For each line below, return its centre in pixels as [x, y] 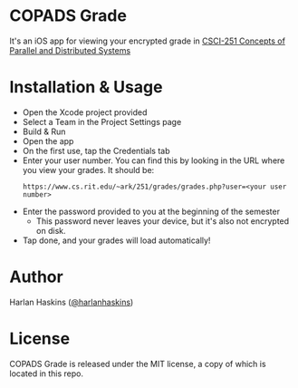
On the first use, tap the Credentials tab [96, 150]
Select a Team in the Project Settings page [102, 121]
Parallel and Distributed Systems [70, 50]
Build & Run [44, 131]
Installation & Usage [86, 87]
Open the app [48, 141]
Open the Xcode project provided [85, 112]
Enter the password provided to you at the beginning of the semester [151, 211]
